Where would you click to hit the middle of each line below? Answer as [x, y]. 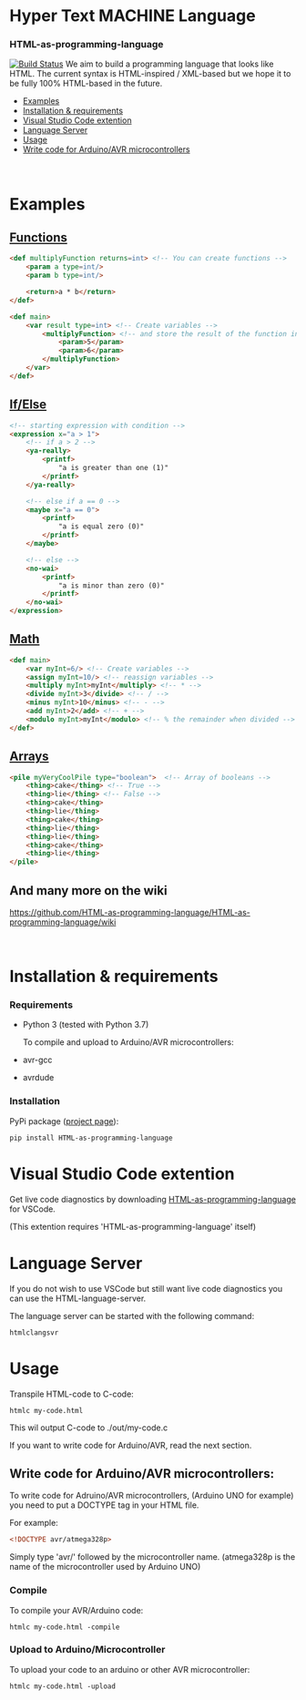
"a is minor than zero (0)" [112, 585]
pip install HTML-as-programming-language [91, 1138]
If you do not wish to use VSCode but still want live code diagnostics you [146, 1288]
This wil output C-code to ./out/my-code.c [89, 1428]
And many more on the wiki [88, 891]
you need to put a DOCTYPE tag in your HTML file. [104, 1505]
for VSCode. [33, 1209]
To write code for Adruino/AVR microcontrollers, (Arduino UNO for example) [152, 1496]
